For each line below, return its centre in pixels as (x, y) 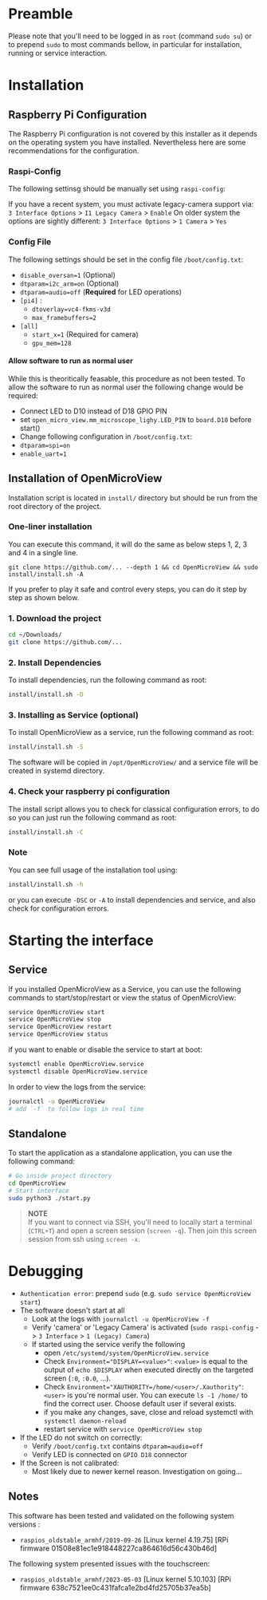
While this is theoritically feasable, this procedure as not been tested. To (127, 378)
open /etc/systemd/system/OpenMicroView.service (126, 1353)
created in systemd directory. (57, 771)
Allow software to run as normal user (71, 361)
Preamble (41, 14)
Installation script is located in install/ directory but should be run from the (133, 498)
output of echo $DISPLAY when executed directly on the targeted (148, 1369)
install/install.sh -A (46, 574)
